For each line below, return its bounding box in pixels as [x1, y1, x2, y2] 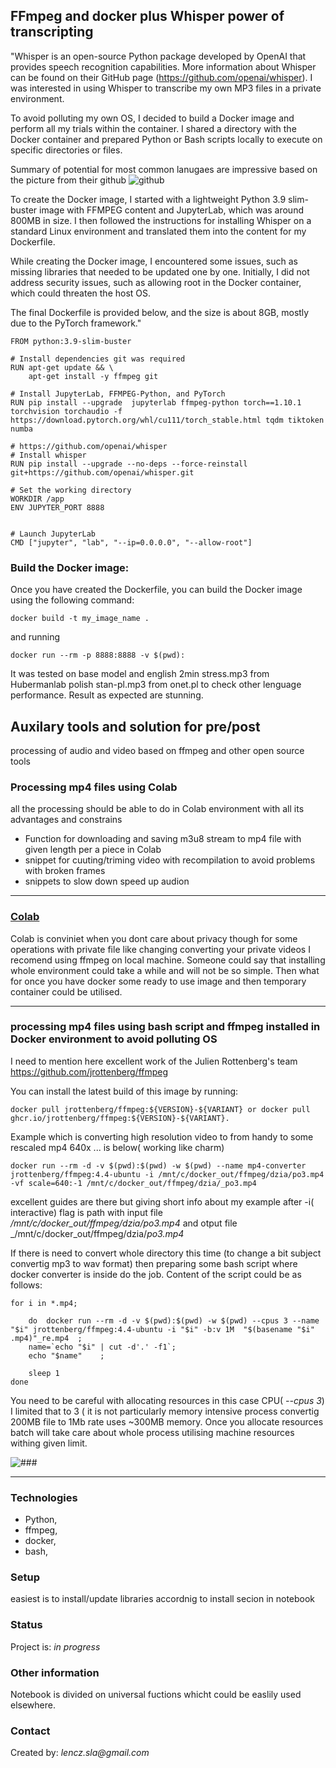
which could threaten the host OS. [10, 287, 152, 299]
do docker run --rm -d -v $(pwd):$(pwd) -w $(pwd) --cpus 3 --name [28, 1315, 320, 1326]
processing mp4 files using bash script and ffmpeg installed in [10, 1020, 321, 1034]
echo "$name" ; [28, 1350, 105, 1361]
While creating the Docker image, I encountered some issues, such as [10, 255, 298, 267]
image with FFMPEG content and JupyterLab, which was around [39, 204, 304, 216]
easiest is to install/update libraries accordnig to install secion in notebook [10, 1593, 316, 1605]
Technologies [10, 1490, 78, 1504]
